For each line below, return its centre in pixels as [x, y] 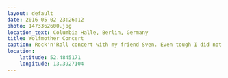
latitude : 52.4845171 [50, 58]
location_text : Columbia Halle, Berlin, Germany [78, 32]
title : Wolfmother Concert [46, 39]
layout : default [30, 13]
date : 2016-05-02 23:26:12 [46, 20]
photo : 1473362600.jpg [39, 26]
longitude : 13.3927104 [52, 64]
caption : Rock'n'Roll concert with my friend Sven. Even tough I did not [115, 45]
